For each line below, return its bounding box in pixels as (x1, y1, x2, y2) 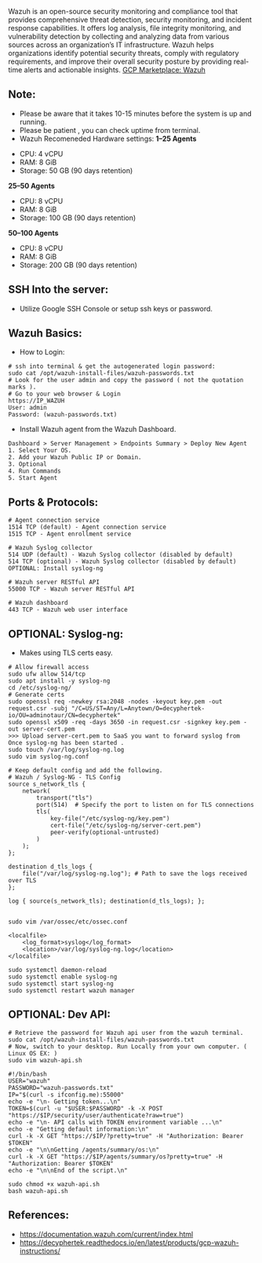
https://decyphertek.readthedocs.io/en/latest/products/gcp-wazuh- (19, 1238, 239, 1247)
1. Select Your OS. (8, 447, 72, 455)
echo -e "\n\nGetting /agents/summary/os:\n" (8, 1146, 159, 1154)
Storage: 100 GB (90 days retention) (19, 212, 136, 223)
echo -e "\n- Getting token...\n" (8, 1097, 122, 1106)
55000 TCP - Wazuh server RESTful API (8, 585, 135, 593)
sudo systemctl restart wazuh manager (8, 987, 135, 995)
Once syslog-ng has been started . (8, 739, 125, 747)
